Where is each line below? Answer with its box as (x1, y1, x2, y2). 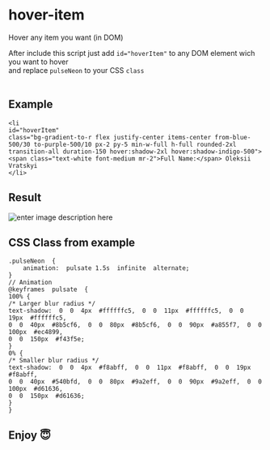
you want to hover (8, 57, 69, 66)
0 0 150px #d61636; (8, 392, 85, 401)
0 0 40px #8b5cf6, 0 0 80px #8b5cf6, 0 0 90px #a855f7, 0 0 (8, 321, 263, 329)
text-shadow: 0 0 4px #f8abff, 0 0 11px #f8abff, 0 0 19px (8, 363, 251, 372)
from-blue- (214, 133, 251, 141)
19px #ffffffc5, (8, 314, 67, 322)
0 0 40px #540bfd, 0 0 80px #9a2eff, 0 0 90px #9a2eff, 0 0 (8, 378, 263, 386)
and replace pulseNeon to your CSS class (8, 65, 145, 75)
